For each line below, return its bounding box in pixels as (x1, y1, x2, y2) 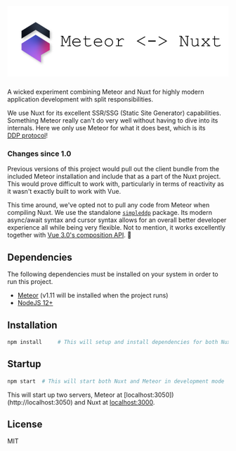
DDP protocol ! (7, 131, 48, 140)
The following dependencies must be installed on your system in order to (7, 270, 219, 278)
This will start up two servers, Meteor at (7, 390, 123, 399)
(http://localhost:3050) (7, 397, 73, 407)
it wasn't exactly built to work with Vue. (7, 187, 122, 196)
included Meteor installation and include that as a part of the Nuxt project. (7, 172, 221, 181)
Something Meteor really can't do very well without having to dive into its (7, 116, 218, 125)
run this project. (7, 278, 53, 286)
